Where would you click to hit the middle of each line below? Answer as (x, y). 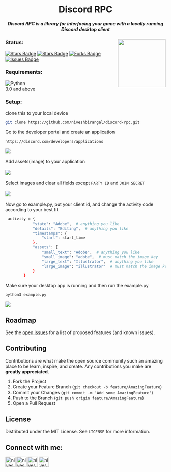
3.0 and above (20, 89)
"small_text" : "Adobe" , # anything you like (91, 252)
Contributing (26, 349)
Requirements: (24, 72)
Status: (15, 43)
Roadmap (21, 320)
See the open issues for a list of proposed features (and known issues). (80, 332)
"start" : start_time (63, 238)
